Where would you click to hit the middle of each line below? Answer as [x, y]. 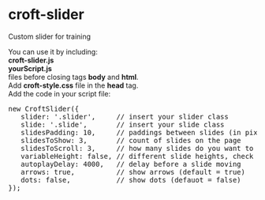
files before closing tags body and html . [74, 77]
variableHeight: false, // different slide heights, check [137, 156]
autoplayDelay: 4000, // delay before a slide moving [131, 164]
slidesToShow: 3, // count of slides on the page [131, 140]
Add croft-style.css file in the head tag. [73, 85]
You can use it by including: [53, 51]
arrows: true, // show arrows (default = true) [133, 172]
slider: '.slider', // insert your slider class [125, 117]
